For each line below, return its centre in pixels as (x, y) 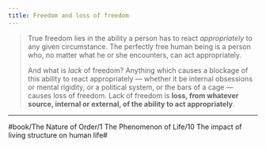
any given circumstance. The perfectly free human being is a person (139, 46)
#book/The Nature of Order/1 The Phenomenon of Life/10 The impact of (125, 127)
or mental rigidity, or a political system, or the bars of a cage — (130, 87)
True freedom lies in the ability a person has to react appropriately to (140, 38)
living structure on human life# (58, 135)
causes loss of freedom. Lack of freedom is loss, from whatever (133, 95)
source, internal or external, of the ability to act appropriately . (131, 104)
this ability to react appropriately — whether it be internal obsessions (140, 78)
